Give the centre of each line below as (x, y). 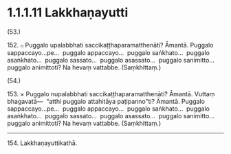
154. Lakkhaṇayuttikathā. (42, 143)
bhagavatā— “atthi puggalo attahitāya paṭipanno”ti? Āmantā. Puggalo (106, 101)
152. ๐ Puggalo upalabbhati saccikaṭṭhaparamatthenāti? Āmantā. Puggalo (110, 45)
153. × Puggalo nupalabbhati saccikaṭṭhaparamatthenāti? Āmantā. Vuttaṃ (111, 93)
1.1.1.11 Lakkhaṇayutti (68, 13)
